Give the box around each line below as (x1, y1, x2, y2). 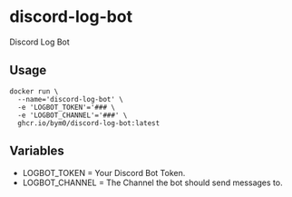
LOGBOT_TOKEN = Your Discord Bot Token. (22, 167, 186, 178)
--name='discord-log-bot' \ (17, 94, 124, 103)
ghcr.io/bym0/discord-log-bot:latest (17, 118, 161, 128)
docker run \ (9, 86, 59, 96)
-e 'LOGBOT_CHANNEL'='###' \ (17, 111, 128, 120)
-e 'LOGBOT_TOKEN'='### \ (17, 103, 116, 112)
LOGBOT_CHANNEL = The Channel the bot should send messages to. (22, 177, 283, 188)
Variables (9, 143, 65, 159)
